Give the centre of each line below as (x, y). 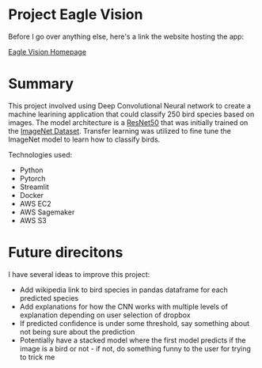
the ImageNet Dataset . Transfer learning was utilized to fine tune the (120, 131)
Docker (32, 195)
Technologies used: (40, 154)
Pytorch (32, 178)
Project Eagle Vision (76, 15)
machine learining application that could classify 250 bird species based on (131, 114)
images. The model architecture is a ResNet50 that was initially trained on (128, 122)
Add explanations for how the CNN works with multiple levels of (123, 306)
